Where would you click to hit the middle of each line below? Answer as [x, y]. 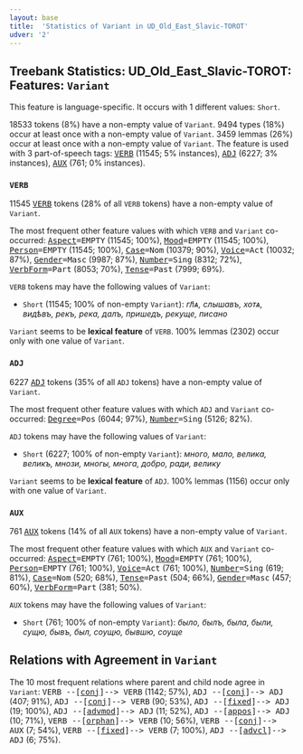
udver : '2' [30, 34]
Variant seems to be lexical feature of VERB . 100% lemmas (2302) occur [144, 332]
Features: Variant [60, 85]
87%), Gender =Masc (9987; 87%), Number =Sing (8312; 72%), [126, 259]
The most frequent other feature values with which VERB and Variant [137, 231]
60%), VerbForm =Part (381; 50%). [76, 588]
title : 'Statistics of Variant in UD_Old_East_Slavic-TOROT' [129, 26]
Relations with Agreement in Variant [114, 660]
